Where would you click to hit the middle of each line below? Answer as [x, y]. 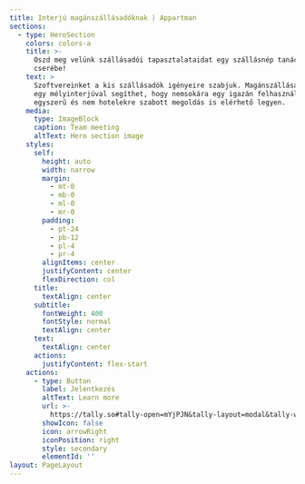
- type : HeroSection [56, 35]
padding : [59, 220]
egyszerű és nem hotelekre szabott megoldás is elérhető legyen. [159, 102]
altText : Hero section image [89, 136]
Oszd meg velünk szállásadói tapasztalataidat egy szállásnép [153, 60]
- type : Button [62, 381]
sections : [28, 26]
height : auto [67, 161]
